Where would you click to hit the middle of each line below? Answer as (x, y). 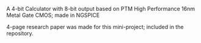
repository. (20, 33)
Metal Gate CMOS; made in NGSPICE (53, 15)
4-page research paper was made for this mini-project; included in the (95, 27)
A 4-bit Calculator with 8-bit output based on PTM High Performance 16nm (101, 9)
